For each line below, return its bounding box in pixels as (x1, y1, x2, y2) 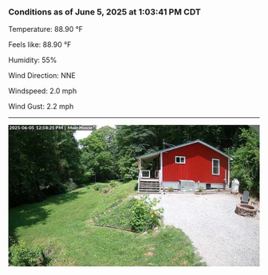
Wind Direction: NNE (8, 71, 76, 81)
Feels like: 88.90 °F (8, 40, 72, 49)
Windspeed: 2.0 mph (8, 86, 77, 96)
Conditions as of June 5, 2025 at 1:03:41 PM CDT (8, 6, 201, 18)
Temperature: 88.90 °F (8, 25, 84, 34)
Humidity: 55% (8, 55, 57, 65)
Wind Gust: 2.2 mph (8, 102, 74, 112)
